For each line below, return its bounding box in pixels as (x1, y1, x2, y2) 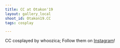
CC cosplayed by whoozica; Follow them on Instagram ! (5, 38, 115, 44)
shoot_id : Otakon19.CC (5, 16, 51, 21)
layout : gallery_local (5, 12, 51, 16)
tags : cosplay (5, 20, 34, 25)
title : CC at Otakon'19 (5, 7, 53, 12)
